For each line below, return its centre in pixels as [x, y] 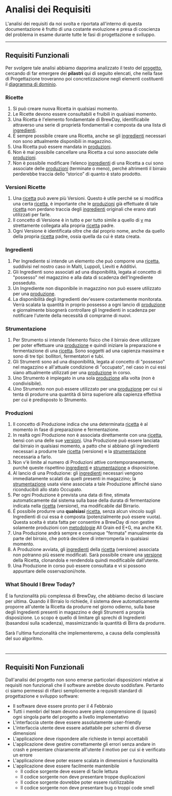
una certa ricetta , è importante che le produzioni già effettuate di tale [85, 204]
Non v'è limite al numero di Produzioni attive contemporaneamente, [84, 462]
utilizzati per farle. [32, 215]
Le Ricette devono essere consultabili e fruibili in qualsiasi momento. [85, 114]
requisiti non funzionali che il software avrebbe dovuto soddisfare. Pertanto [85, 685]
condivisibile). [27, 383]
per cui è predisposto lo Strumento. [50, 400]
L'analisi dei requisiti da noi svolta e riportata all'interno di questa [74, 24]
